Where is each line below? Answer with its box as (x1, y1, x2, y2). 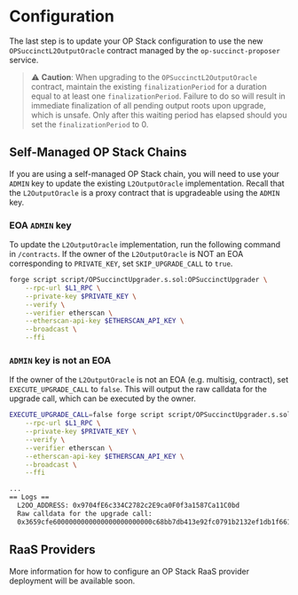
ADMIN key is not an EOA (9, 354, 112, 366)
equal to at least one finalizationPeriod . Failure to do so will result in (30, 91, 286, 101)
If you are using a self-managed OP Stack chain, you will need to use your (9, 168, 279, 179)
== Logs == (9, 493, 50, 502)
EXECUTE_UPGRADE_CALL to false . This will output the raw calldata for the (9, 384, 268, 395)
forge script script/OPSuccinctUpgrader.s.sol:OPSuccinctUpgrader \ (9, 276, 268, 285)
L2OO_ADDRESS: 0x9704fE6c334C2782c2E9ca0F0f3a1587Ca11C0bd (17, 501, 240, 511)
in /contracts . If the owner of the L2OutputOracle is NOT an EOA (9, 249, 244, 260)
